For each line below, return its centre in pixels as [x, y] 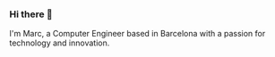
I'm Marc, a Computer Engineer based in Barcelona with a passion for [137, 34]
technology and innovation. [60, 43]
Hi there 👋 [31, 14]
